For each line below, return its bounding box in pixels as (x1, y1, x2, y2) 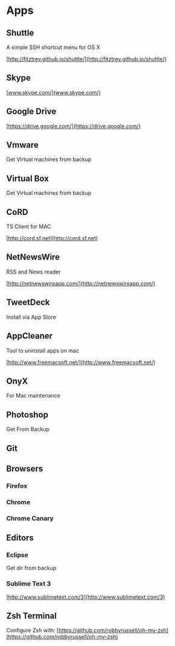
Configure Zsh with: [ (6, 627, 59, 634)
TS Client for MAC (6, 223, 51, 230)
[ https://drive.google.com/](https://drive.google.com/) (6, 122, 141, 130)
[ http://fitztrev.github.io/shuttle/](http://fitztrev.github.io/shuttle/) (6, 56, 167, 62)
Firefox (6, 481, 28, 490)
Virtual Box (6, 173, 49, 184)
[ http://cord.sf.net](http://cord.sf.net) (6, 235, 98, 242)
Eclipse (6, 551, 28, 559)
